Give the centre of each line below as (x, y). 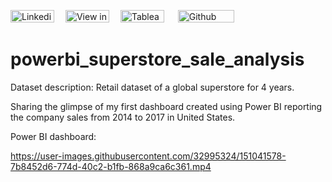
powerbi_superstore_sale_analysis (157, 59)
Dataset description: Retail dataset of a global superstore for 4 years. (152, 87)
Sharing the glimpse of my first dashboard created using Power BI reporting (166, 106)
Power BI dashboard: (53, 136)
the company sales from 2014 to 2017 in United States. (123, 117)
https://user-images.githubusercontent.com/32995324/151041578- (148, 156)
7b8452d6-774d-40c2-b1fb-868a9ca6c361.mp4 (111, 166)
